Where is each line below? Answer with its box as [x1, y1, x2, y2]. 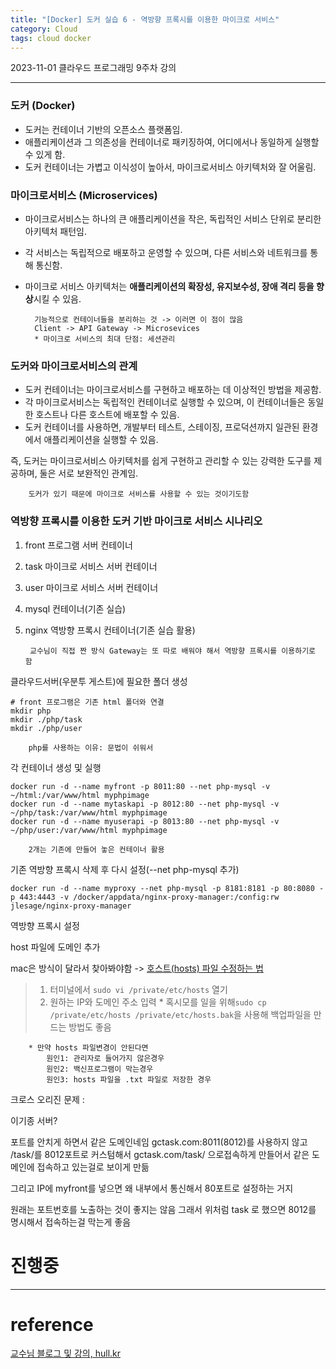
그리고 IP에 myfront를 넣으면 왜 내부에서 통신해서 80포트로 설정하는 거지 [10, 1182, 294, 1194]
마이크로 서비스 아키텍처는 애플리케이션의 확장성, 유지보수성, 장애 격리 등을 [24, 280, 315, 292]
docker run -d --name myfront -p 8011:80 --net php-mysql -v [10, 781, 271, 791]
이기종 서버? [10, 1114, 58, 1126]
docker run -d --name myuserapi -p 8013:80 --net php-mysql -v [10, 816, 280, 826]
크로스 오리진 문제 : [10, 1093, 85, 1105]
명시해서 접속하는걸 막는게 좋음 [10, 1216, 132, 1228]
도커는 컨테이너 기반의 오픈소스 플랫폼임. [24, 123, 183, 135]
